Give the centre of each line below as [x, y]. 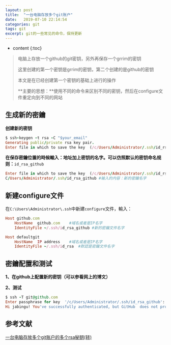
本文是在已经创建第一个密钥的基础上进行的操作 [67, 80]
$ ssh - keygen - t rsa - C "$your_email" [46, 138]
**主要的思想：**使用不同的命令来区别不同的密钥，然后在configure [88, 91]
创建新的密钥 [19, 128]
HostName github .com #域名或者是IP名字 [59, 223]
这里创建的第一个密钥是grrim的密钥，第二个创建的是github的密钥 [86, 69]
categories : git [22, 24]
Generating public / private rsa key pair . [50, 142]
